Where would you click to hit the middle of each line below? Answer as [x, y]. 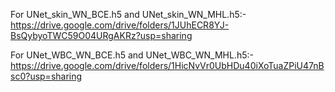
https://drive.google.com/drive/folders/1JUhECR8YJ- [120, 25]
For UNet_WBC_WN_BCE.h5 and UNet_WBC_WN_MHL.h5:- [132, 55]
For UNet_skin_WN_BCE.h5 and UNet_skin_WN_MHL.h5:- [128, 14]
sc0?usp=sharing [46, 76]
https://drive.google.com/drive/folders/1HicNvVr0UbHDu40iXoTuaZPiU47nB [167, 65]
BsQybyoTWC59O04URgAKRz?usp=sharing [101, 35]
